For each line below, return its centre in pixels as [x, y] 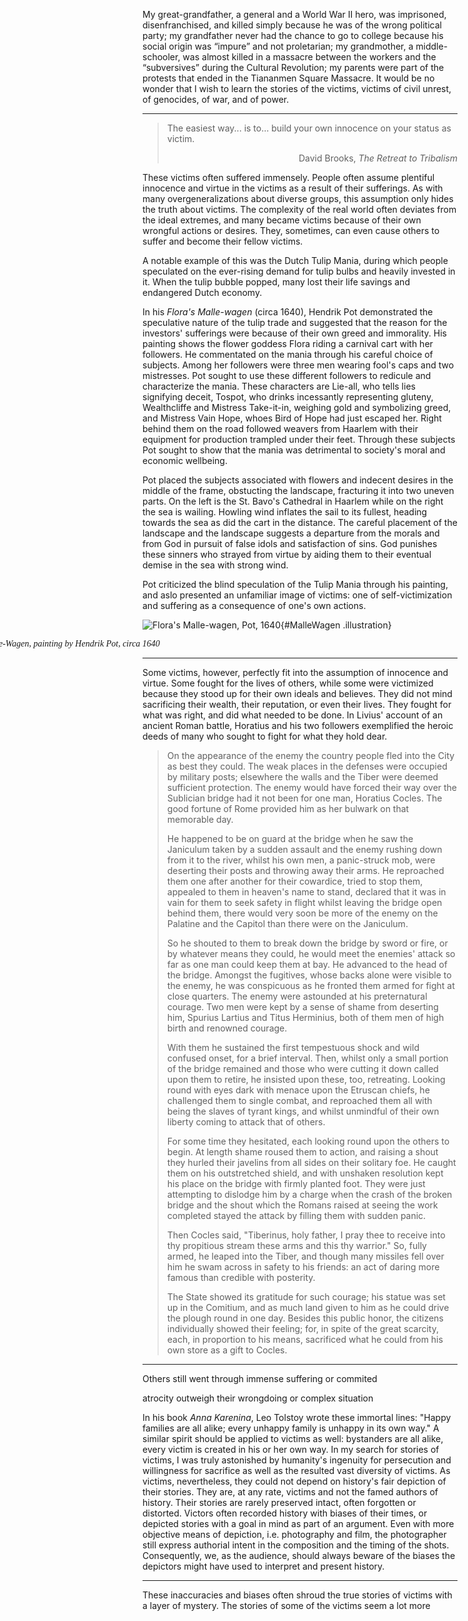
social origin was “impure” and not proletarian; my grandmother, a [278, 46]
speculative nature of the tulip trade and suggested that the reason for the [295, 322]
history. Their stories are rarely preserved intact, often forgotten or [279, 1502]
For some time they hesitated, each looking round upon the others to [308, 1141]
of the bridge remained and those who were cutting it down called [302, 1068]
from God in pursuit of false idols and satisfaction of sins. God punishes [290, 543]
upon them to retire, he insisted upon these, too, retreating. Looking [306, 1079]
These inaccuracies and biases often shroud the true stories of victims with [297, 1595]
